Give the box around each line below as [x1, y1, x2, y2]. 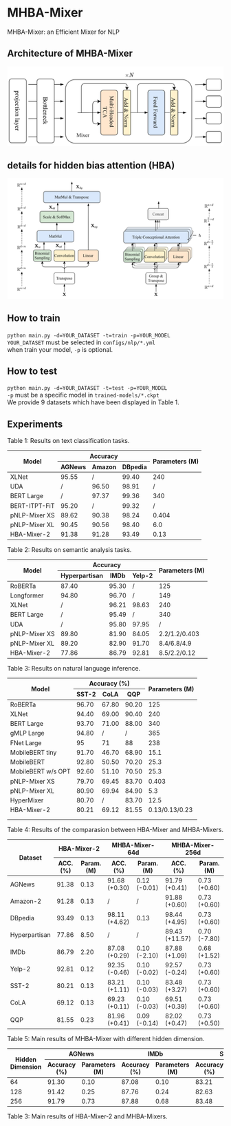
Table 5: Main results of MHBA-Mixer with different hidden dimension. [7, 1034, 205, 1043]
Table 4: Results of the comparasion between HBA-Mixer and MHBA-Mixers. [7, 826, 224, 834]
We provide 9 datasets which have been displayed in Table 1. [7, 398, 180, 406]
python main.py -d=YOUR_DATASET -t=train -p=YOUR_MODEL [7, 332, 170, 339]
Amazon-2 [10, 897, 42, 905]
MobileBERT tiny [10, 748, 57, 756]
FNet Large [10, 738, 42, 747]
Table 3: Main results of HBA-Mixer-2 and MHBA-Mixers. [7, 1112, 168, 1120]
